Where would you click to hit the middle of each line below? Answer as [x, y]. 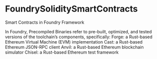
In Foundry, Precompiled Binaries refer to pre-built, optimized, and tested [78, 31]
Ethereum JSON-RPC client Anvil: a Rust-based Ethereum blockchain [74, 47]
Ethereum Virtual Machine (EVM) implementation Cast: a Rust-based [74, 42]
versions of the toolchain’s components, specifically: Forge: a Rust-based [79, 37]
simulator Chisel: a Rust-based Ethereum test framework [62, 52]
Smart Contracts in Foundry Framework [45, 22]
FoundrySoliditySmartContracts [71, 9]
